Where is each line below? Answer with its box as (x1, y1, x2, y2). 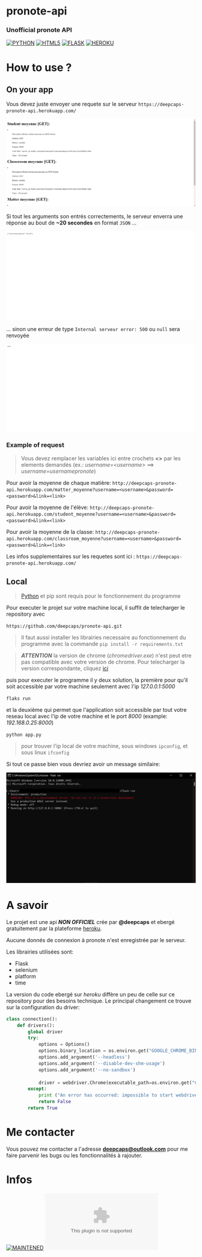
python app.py (6, 732, 42, 738)
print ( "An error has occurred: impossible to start (38, 1092, 173, 1098)
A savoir (6, 899, 49, 912)
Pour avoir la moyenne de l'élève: (6, 504, 89, 511)
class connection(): (6, 1016, 58, 1022)
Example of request (6, 441, 65, 449)
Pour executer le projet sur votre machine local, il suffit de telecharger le (6, 604, 185, 612)
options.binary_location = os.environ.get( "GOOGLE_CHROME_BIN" (38, 1048, 200, 1054)
